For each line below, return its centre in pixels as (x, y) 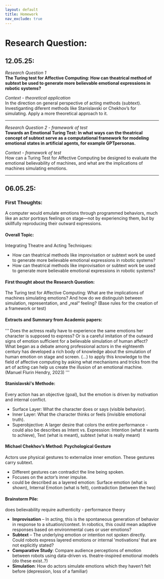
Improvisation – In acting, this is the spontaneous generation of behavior (85, 519)
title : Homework (21, 14)
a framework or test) (26, 308)
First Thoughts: (24, 202)
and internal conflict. (26, 400)
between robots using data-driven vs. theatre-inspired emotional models (85, 556)
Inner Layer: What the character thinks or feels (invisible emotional (79, 414)
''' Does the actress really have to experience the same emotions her (74, 330)
